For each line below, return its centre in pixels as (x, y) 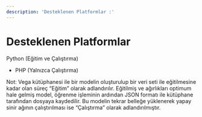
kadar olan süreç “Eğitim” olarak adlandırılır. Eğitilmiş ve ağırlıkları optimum (99, 88)
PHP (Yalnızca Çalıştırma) (46, 70)
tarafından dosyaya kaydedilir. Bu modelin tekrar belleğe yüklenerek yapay (99, 101)
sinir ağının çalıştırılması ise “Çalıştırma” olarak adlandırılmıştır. (84, 107)
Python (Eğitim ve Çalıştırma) (42, 58)
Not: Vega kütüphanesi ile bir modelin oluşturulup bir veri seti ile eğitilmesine (101, 81)
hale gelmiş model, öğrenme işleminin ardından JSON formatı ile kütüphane (100, 95)
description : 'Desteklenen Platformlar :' (60, 12)
